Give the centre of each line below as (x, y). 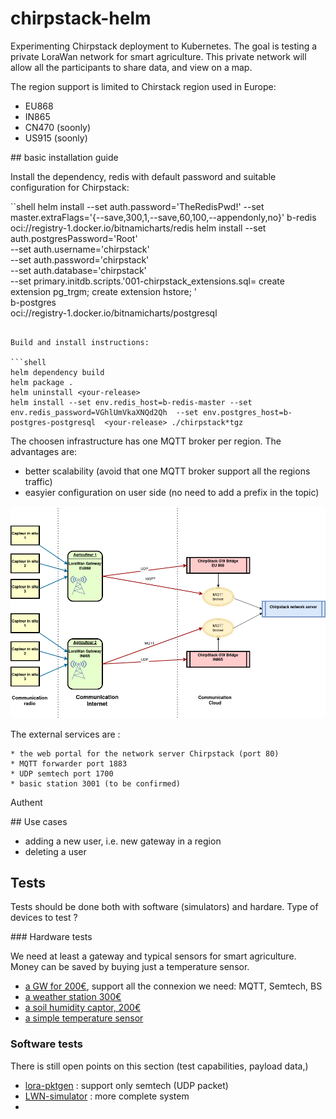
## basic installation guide (64, 157)
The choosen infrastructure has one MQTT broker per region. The (146, 441)
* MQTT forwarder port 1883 (69, 763)
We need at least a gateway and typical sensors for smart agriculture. (153, 956)
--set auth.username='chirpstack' (80, 249)
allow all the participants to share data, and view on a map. (131, 67)
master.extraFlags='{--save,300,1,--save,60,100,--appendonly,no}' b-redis (163, 217)
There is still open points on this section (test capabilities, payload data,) (159, 1066)
